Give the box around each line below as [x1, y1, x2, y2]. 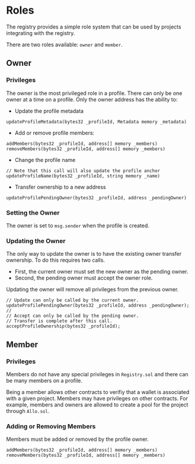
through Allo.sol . [6, 407, 50, 414]
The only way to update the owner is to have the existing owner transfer [6, 250, 182, 258]
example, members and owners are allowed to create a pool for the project [6, 401, 188, 408]
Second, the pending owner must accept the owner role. [14, 274, 153, 282]
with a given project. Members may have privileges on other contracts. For [6, 395, 188, 402]
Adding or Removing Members [6, 422, 96, 430]
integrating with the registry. [6, 29, 75, 36]
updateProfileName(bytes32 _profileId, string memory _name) [6, 173, 161, 179]
